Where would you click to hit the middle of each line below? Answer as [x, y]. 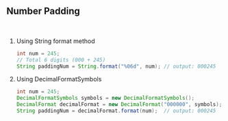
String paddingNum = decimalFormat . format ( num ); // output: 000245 [116, 111]
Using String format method [55, 41]
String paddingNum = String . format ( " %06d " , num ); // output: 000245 [116, 66]
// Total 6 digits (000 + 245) [61, 60]
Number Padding [43, 11]
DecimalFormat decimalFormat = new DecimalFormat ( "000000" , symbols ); [119, 105]
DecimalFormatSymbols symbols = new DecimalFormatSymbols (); [105, 98]
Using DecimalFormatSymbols [59, 79]
